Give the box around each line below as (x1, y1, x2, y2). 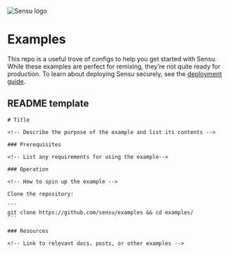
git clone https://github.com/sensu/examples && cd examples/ (7, 209, 194, 216)
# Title (7, 116, 30, 123)
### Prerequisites (7, 141, 61, 148)
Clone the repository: (7, 190, 74, 198)
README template (7, 97, 89, 109)
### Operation (7, 166, 49, 173)
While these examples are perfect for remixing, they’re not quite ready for (7, 62, 221, 71)
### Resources (7, 227, 49, 234)
